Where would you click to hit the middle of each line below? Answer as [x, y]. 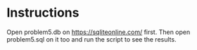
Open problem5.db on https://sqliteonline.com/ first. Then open [99, 32]
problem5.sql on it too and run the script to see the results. [91, 39]
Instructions [43, 13]
